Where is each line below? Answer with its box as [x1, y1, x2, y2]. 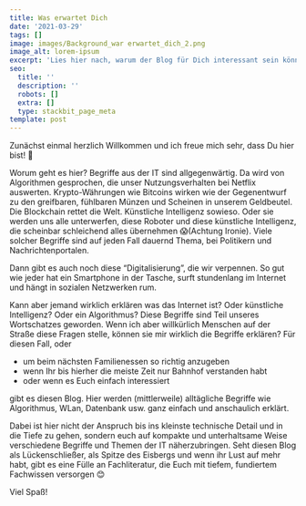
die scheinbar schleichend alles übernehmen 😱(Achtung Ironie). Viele [9, 225, 273, 237]
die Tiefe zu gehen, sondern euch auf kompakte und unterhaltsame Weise [9, 430, 288, 441]
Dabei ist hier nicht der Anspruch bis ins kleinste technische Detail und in [9, 420, 284, 431]
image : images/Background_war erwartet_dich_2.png [9, 38, 206, 48]
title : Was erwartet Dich [9, 13, 107, 23]
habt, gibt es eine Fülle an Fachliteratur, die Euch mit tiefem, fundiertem [9, 460, 278, 470]
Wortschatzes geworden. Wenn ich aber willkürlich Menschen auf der [9, 319, 271, 330]
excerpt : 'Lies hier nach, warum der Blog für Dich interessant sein [9, 56, 280, 65]
